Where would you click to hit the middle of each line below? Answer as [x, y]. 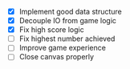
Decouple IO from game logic [68, 21]
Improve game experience [62, 48]
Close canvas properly [56, 57]
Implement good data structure [70, 12]
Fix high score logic [52, 30]
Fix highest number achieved [67, 39]
